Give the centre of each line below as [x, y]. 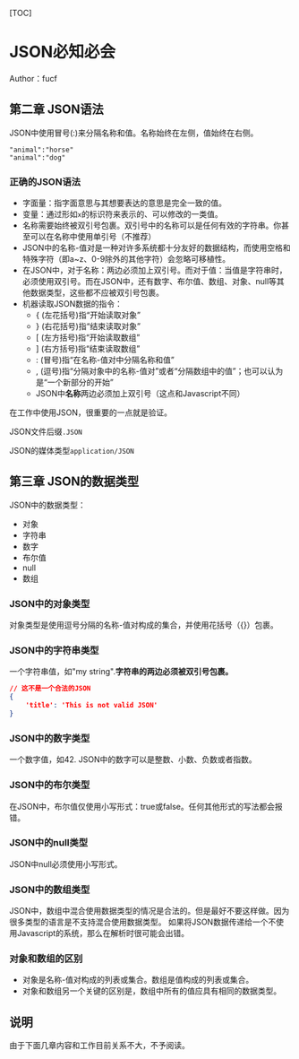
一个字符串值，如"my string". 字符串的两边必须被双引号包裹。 [121, 672]
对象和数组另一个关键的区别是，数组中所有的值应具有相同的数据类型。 [152, 991]
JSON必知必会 [63, 52]
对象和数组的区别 [46, 959]
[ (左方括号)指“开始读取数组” [88, 338]
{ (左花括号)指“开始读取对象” [88, 315]
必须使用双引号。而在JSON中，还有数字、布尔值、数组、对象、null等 [149, 282]
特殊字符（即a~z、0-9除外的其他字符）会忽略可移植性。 [126, 259]
